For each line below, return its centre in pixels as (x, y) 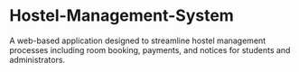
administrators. (37, 59)
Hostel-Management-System (122, 16)
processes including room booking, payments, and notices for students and (150, 49)
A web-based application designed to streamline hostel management (138, 40)
